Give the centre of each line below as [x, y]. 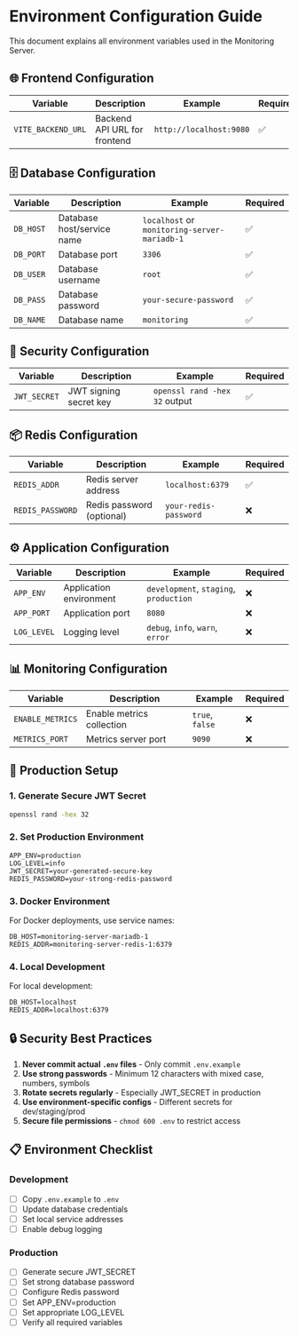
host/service [84, 228]
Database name [91, 320]
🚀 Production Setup [64, 771]
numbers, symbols [56, 1083]
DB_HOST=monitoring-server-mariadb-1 [79, 936]
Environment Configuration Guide [136, 16]
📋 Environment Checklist [81, 1150]
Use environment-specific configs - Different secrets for [127, 1102]
